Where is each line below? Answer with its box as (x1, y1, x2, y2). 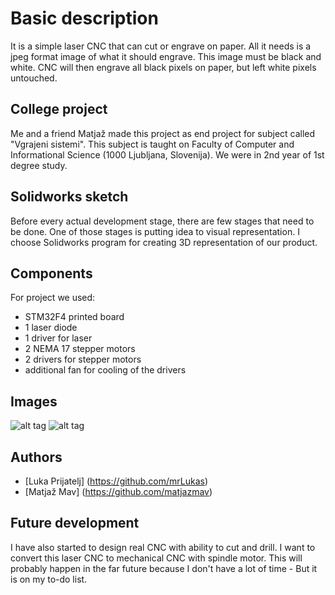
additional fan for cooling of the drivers (24, 364, 187, 376)
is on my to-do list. (10, 573, 88, 585)
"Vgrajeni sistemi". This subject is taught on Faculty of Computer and (10, 138, 295, 150)
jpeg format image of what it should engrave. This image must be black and (10, 50, 322, 62)
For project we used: (10, 292, 96, 304)
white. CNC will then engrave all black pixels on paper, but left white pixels (10, 61, 317, 73)
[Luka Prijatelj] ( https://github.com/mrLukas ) (24, 475, 209, 487)
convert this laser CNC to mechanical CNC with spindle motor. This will (10, 552, 303, 564)
